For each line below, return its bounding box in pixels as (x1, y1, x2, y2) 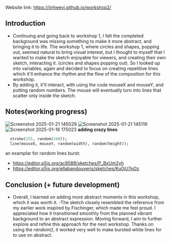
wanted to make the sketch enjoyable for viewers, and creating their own (12, 54, 166, 60)
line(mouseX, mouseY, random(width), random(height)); (10, 141, 129, 146)
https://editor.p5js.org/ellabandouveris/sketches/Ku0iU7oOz (12, 166, 139, 172)
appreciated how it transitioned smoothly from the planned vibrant (12, 210, 152, 216)
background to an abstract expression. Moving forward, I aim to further (12, 216, 162, 222)
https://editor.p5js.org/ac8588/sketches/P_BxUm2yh (12, 160, 124, 166)
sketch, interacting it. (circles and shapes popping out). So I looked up (12, 60, 160, 66)
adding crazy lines (77, 126, 118, 133)
